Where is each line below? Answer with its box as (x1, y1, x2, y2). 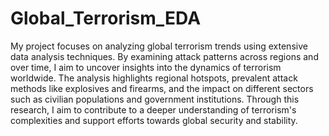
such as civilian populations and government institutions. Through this (10, 93, 300, 105)
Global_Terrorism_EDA (10, 7, 202, 30)
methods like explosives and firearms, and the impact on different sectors (10, 82, 314, 94)
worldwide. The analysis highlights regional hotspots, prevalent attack (10, 72, 298, 84)
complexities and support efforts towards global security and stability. (10, 114, 298, 126)
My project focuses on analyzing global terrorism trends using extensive (10, 40, 308, 52)
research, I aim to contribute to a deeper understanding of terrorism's (10, 103, 297, 116)
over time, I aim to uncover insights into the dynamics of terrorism (10, 61, 282, 73)
